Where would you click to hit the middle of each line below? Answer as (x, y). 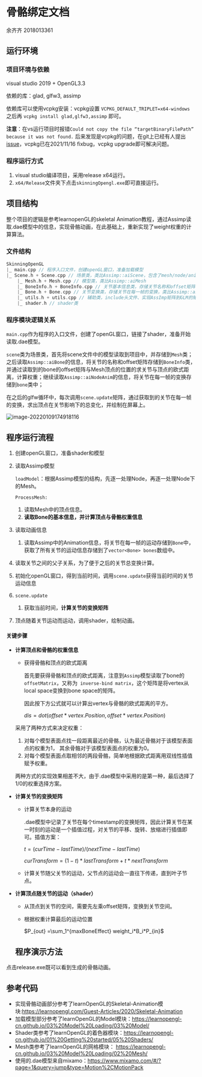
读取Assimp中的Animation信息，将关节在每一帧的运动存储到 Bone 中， (109, 543)
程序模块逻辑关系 (31, 320)
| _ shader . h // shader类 (47, 304)
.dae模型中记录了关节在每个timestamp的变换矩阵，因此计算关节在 (106, 822)
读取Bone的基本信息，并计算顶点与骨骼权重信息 (83, 517)
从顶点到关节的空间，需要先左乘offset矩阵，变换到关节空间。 (99, 907)
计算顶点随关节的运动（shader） (56, 894)
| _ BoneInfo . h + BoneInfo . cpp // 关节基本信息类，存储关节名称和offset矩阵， (109, 287)
